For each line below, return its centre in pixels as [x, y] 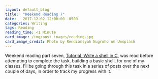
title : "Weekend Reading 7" [35, 14]
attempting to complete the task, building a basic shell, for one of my [75, 61]
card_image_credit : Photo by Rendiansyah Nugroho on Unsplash [70, 42]
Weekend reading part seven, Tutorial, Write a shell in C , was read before [79, 55]
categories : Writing [26, 23]
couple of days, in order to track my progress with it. [58, 71]
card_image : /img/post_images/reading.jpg [49, 37]
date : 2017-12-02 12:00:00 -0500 [42, 19]
